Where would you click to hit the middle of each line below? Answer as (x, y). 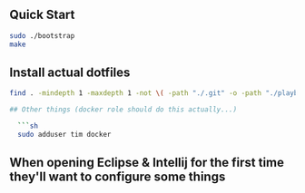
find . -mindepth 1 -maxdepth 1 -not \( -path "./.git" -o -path (135, 93)
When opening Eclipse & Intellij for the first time (147, 163)
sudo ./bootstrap (42, 35)
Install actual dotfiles (70, 72)
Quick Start (42, 15)
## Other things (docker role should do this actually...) (123, 110)
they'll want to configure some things (118, 177)
